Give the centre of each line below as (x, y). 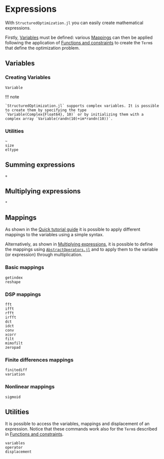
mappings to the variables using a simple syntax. (55, 235)
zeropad (13, 347)
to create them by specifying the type (46, 110)
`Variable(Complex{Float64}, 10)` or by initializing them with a (74, 114)
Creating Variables (28, 77)
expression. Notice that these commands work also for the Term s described (81, 429)
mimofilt (14, 343)
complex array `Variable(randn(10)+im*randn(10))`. (59, 119)
